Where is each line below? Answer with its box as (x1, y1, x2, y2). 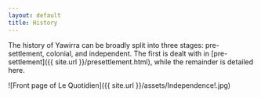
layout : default (8, 11, 61, 20)
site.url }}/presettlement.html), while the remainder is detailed (54, 56, 254, 67)
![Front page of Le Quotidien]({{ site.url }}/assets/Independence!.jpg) (8, 80, 231, 90)
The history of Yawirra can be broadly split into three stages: (8, 40, 204, 49)
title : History (8, 19, 58, 27)
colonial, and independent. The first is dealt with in (45, 49, 210, 58)
